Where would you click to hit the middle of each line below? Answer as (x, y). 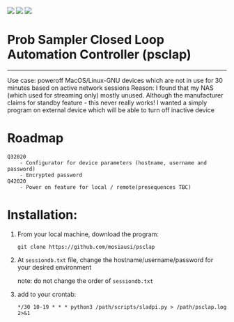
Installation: (42, 215)
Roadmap (36, 138)
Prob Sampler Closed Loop (86, 40)
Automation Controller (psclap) (99, 55)
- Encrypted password (51, 175)
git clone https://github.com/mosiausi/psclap (86, 247)
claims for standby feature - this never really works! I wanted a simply (107, 102)
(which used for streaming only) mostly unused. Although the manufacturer (116, 95)
